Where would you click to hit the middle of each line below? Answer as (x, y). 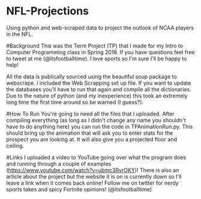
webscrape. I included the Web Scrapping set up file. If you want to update (99, 83)
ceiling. (15, 145)
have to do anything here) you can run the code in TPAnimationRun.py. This (100, 126)
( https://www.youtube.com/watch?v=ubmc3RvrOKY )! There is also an (93, 170)
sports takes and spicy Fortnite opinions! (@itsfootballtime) (79, 189)
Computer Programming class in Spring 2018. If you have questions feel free (100, 52)
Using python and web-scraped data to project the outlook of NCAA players (100, 28)
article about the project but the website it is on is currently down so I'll (94, 176)
